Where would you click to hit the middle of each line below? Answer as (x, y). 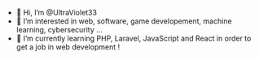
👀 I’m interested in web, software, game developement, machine (124, 21)
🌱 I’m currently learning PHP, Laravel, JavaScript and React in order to (134, 38)
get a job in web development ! (68, 47)
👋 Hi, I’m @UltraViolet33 (57, 13)
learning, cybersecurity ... (59, 30)
